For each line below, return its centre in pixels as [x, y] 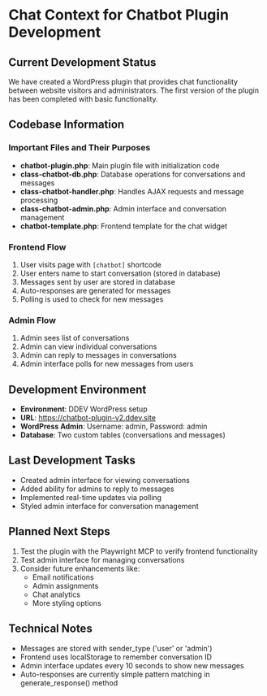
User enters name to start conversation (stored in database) [120, 273]
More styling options [67, 602]
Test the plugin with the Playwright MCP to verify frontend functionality [139, 551]
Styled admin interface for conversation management [109, 506]
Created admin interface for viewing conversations [105, 480]
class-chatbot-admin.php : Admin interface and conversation [123, 208]
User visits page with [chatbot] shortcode [91, 264]
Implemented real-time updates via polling [91, 497]
